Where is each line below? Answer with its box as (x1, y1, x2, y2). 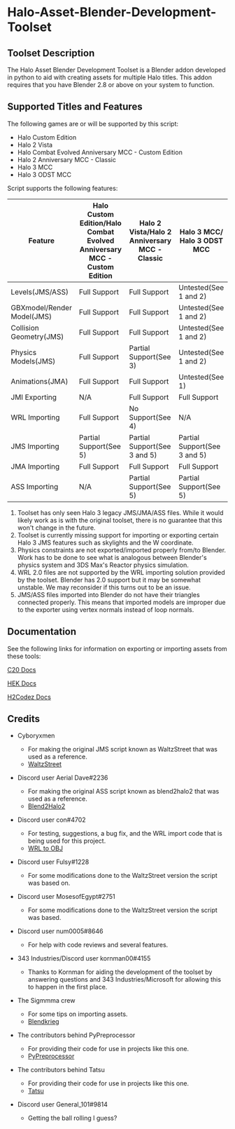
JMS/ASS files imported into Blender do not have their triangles (17, 590, 201, 599)
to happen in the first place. (27, 983, 108, 991)
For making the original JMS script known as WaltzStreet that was (27, 745, 218, 754)
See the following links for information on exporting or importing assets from (7, 644, 227, 653)
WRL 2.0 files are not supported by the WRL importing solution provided (17, 568, 225, 576)
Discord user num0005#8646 (17, 927, 104, 935)
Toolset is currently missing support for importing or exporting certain (17, 530, 219, 539)
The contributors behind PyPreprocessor (17, 1031, 136, 1039)
